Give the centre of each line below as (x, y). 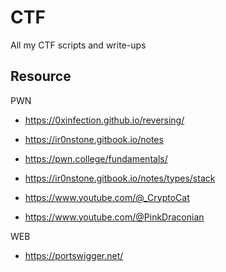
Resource (41, 76)
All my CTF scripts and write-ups (78, 45)
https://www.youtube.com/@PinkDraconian (114, 217)
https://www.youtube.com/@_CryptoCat (107, 197)
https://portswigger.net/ (74, 255)
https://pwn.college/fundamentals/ (96, 158)
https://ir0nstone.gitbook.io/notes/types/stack (120, 178)
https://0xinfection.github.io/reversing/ (104, 120)
